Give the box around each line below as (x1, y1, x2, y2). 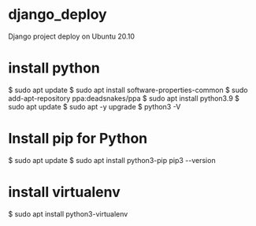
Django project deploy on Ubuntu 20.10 (8, 31, 135, 41)
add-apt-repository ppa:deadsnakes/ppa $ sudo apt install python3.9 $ (8, 93, 240, 103)
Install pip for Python (8, 130, 148, 147)
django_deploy (8, 6, 108, 24)
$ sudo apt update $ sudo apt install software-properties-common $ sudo (8, 85, 248, 94)
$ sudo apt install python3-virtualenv (8, 209, 128, 218)
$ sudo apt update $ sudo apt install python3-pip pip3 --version (8, 155, 216, 165)
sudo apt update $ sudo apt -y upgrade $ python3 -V (8, 102, 181, 111)
